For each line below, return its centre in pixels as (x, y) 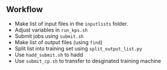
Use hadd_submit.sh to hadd (49, 54)
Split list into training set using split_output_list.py (78, 48)
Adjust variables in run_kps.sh (51, 30)
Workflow (24, 10)
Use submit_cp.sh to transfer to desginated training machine (88, 61)
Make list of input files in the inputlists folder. (71, 23)
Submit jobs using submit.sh (49, 36)
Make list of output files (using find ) (58, 42)
